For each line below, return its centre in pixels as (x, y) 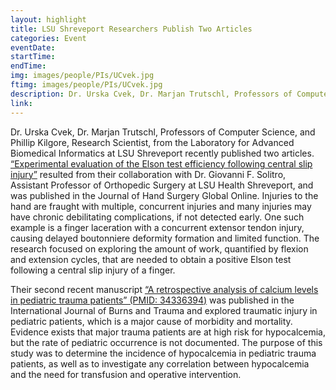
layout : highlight (48, 19)
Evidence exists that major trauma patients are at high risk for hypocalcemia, (168, 332)
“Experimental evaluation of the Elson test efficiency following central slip (161, 163)
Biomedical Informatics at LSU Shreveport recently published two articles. (162, 153)
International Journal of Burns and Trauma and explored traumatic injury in (164, 310)
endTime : (28, 66)
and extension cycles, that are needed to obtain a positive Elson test (151, 259)
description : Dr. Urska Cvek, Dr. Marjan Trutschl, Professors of (151, 94)
